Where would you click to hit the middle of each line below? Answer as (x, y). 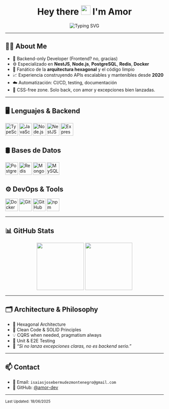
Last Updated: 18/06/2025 (28, 401)
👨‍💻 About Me (26, 46)
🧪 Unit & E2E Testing (34, 340)
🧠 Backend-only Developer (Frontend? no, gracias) (65, 59)
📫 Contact (23, 367)
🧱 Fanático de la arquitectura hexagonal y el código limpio (73, 69)
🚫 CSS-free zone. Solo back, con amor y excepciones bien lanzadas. (84, 90)
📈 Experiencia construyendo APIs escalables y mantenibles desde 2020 (88, 75)
